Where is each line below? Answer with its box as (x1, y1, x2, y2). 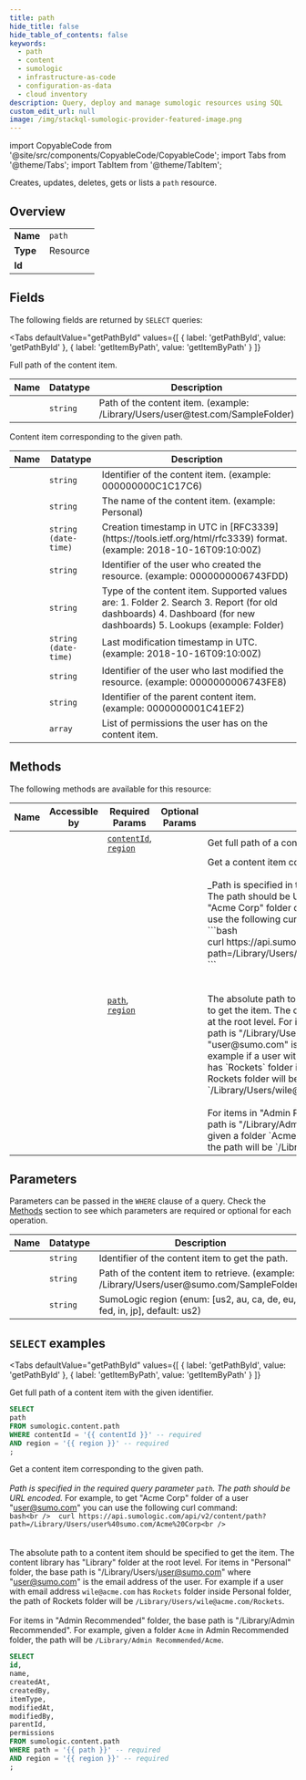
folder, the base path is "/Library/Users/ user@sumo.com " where (9, 1567, 251, 1578)
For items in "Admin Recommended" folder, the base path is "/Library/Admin (9, 1615, 295, 1626)
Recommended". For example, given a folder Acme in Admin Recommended (9, 1625, 290, 1636)
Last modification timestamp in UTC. (101, 636, 258, 648)
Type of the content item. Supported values (101, 585, 288, 597)
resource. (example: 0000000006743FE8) (101, 676, 287, 688)
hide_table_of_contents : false (9, 30, 128, 39)
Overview (9, 203, 66, 219)
